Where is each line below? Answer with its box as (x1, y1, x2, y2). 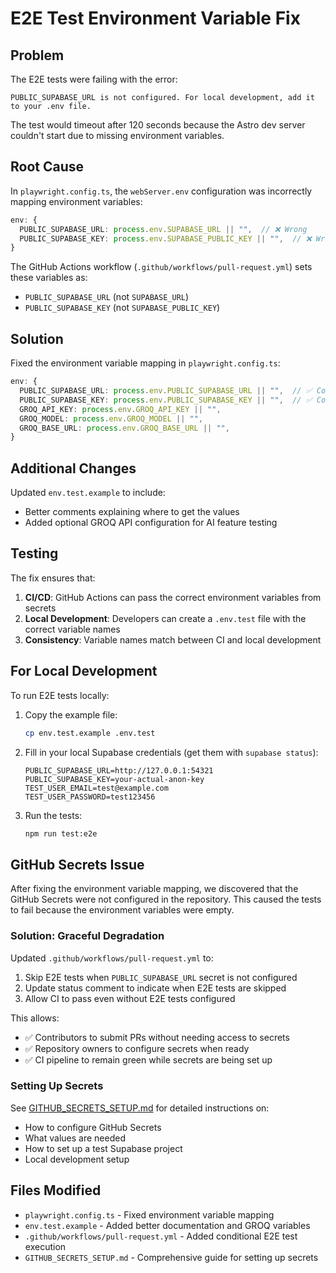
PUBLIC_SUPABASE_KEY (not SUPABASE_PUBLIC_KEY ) (24, 302, 221, 314)
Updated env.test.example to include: (10, 487, 166, 499)
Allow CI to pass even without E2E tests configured (24, 992, 236, 1004)
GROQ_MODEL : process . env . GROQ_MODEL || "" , (19, 413, 203, 424)
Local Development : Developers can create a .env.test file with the (24, 612, 307, 624)
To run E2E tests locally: (10, 689, 110, 701)
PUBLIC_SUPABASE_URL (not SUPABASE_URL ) (24, 291, 190, 303)
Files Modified (10, 1182, 102, 1199)
